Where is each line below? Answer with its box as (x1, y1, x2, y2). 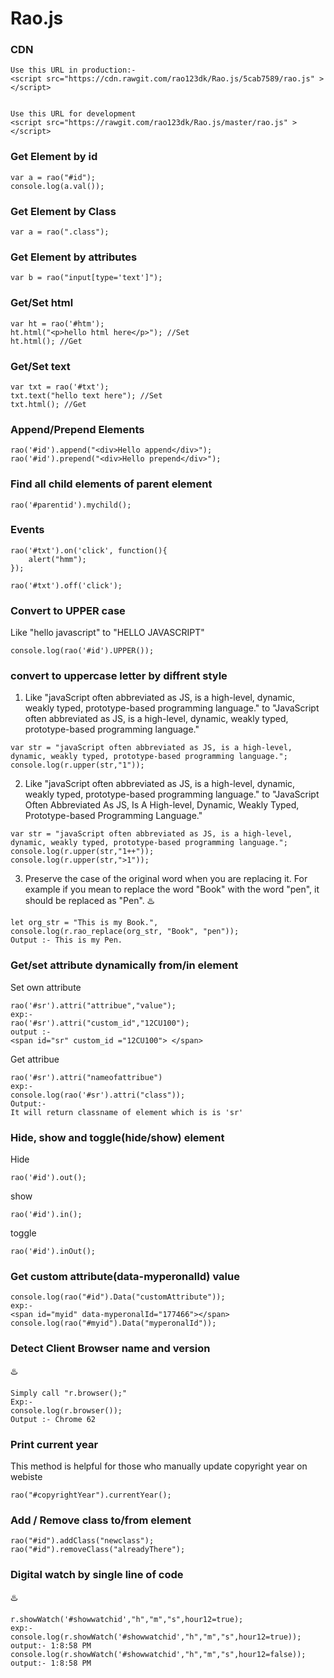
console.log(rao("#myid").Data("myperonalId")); (10, 1318, 217, 1329)
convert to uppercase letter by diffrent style (10, 669, 228, 683)
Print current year (10, 1437, 99, 1451)
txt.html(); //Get (10, 399, 87, 409)
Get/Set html (10, 296, 74, 310)
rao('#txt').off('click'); (10, 580, 123, 591)
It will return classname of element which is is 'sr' (10, 1107, 244, 1117)
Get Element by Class (10, 204, 117, 218)
